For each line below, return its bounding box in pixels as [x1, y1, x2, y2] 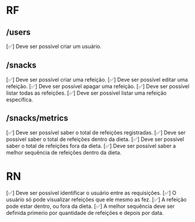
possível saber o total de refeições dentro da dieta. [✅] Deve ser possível [6, 136, 184, 143]
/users [6, 27, 31, 37]
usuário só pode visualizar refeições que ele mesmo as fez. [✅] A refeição [6, 196, 187, 203]
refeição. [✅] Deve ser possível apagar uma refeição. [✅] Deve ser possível [6, 82, 190, 89]
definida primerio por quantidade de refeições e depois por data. [6, 209, 164, 216]
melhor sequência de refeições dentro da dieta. [6, 149, 122, 156]
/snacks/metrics [6, 113, 69, 123]
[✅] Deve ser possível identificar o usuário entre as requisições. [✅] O [6, 189, 177, 196]
